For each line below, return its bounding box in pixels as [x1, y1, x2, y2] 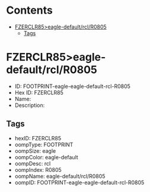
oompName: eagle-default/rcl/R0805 [14, 172, 106, 180]
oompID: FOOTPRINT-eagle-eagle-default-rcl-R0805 [14, 179, 145, 186]
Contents [6, 4, 53, 17]
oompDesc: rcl [14, 160, 51, 167]
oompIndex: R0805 [14, 166, 62, 173]
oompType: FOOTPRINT [14, 141, 74, 148]
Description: [14, 102, 45, 109]
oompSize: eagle [14, 147, 56, 155]
